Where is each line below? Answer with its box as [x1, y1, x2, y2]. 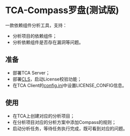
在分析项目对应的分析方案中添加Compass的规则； [12, 119, 117, 125]
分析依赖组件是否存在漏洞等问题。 [12, 39, 84, 45]
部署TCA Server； [12, 70, 50, 76]
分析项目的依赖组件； [12, 33, 57, 39]
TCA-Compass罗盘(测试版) [5, 5, 119, 16]
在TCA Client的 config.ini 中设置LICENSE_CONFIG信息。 [12, 82, 127, 88]
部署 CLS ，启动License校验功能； [12, 76, 82, 82]
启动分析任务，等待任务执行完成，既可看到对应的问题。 [12, 125, 127, 131]
